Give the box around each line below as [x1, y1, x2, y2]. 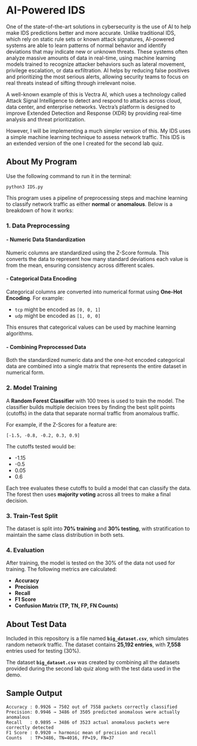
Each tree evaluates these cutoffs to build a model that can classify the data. [6, 484, 192, 491]
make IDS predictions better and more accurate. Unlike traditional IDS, [6, 29, 176, 36]
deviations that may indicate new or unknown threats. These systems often [6, 48, 188, 55]
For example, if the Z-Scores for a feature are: [6, 421, 118, 428]
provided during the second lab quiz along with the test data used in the [6, 665, 181, 672]
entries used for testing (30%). [6, 647, 81, 654]
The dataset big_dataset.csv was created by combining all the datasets [6, 658, 180, 666]
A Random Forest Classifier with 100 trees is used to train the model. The [6, 397, 185, 404]
